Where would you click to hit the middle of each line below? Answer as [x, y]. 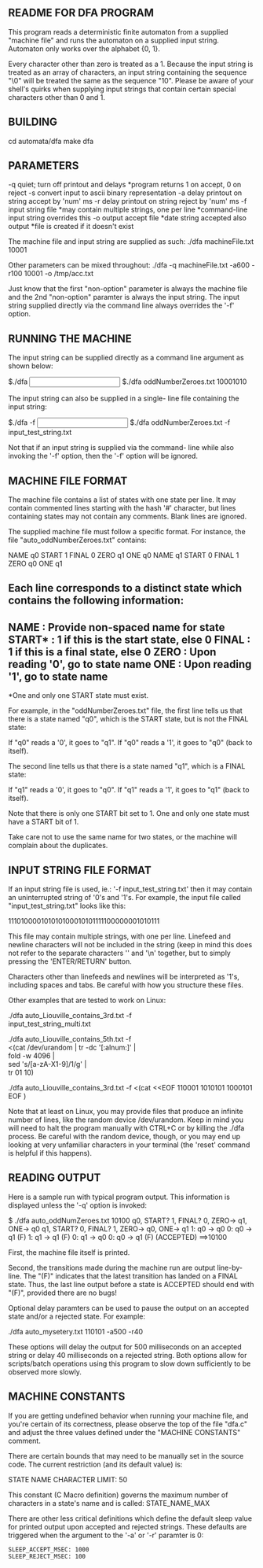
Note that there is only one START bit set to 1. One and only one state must [129, 814]
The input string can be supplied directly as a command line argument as [126, 358]
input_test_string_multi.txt [50, 1024]
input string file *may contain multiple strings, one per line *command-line [128, 210]
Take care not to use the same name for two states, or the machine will [123, 837]
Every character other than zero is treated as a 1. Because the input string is [131, 64]
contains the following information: [96, 601]
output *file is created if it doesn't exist [71, 227]
